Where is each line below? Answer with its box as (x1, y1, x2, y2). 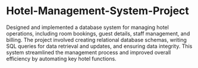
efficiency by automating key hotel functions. (6, 55, 117, 62)
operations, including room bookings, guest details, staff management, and (6, 30, 190, 37)
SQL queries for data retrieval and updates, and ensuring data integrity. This (6, 43, 193, 50)
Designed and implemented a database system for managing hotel (6, 24, 169, 31)
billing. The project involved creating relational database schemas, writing (6, 36, 187, 43)
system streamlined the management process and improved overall (6, 48, 171, 56)
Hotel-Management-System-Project (6, 4, 189, 18)
